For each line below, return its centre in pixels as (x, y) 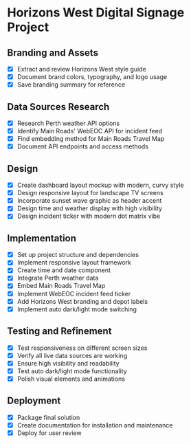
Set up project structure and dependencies (78, 255)
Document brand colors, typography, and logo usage (92, 77)
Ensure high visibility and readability (68, 363)
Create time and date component (64, 270)
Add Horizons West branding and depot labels (82, 301)
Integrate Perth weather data (58, 278)
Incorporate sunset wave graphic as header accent (89, 201)
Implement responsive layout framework (74, 263)
